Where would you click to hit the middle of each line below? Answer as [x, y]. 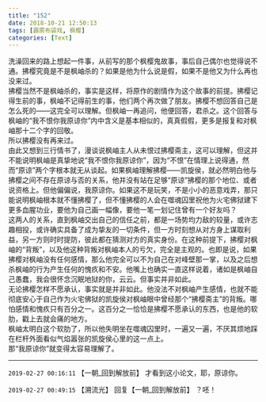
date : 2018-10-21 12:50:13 [53, 23]
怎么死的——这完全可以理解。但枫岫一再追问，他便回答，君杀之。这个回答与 [133, 111]
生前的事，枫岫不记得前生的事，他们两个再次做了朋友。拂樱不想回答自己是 [136, 101]
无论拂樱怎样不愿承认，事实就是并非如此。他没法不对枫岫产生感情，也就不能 [133, 289]
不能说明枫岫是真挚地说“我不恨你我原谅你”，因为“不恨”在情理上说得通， [125, 160]
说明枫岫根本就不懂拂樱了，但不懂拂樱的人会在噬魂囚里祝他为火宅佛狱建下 [136, 200]
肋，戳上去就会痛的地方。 [50, 319]
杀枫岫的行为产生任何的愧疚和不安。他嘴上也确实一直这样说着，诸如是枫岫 [129, 270]
